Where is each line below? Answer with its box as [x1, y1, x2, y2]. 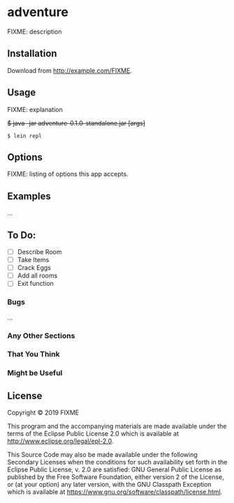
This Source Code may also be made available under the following [7, 450, 198, 459]
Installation [7, 48, 57, 60]
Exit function [17, 280, 54, 288]
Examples [7, 190, 51, 202]
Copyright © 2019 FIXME [7, 408, 80, 417]
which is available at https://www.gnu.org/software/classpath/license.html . [7, 488, 223, 496]
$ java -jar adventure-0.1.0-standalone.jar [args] [7, 118, 145, 127]
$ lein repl [7, 132, 42, 139]
